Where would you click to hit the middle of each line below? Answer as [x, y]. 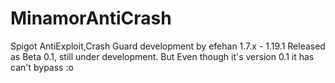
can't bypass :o [42, 67]
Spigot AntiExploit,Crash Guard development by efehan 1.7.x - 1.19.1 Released [168, 46]
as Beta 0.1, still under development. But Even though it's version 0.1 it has [162, 56]
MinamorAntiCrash [91, 18]
